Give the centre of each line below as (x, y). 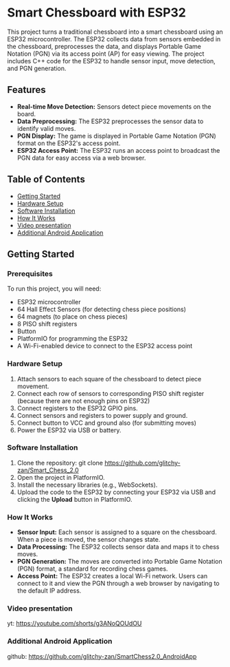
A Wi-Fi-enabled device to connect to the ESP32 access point (105, 346)
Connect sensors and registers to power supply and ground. (102, 415)
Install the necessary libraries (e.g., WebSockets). (87, 485)
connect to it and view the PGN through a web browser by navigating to (118, 584)
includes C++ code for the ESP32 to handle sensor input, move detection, (112, 61)
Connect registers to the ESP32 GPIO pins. (78, 408)
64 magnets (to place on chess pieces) (72, 317)
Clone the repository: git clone (60, 463)
